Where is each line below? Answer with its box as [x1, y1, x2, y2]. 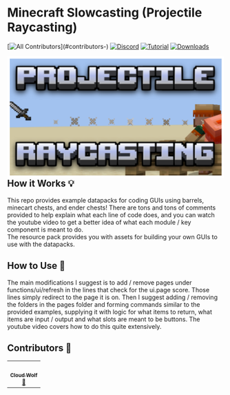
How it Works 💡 [7, 178, 74, 190]
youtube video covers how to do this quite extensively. [7, 322, 162, 330]
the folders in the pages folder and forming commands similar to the [7, 300, 200, 308]
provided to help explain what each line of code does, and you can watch [7, 210, 216, 219]
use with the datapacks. [7, 240, 75, 248]
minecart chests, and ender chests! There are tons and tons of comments [7, 203, 216, 212]
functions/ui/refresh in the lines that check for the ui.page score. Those [7, 285, 210, 294]
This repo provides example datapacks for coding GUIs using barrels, [7, 196, 205, 204]
